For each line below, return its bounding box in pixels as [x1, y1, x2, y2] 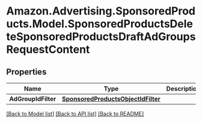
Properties [6, 66, 47, 77]
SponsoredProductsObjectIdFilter [62, 95, 161, 103]
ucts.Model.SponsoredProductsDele [6, 17, 194, 31]
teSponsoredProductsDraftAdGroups [6, 30, 196, 43]
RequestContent [6, 43, 90, 57]
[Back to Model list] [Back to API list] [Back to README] [6, 110, 144, 117]
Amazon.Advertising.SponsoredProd [6, 4, 196, 18]
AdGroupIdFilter [9, 95, 57, 103]
